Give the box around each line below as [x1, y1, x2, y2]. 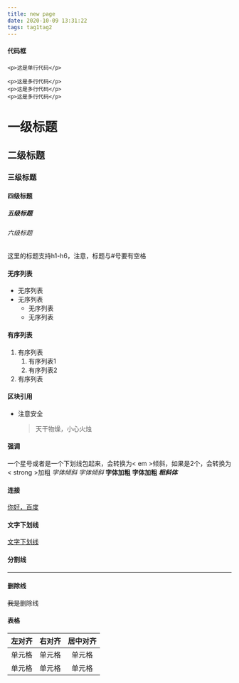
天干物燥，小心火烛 [35, 424, 92, 433]
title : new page [7, 10, 55, 18]
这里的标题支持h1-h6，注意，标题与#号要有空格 [7, 252, 147, 260]
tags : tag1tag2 [7, 23, 53, 31]
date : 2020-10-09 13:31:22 [7, 17, 87, 24]
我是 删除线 [7, 598, 39, 607]
